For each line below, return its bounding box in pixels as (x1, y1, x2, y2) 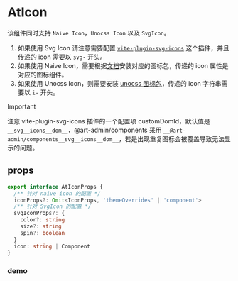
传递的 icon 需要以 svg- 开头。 (17, 53, 107, 61)
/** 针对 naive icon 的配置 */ (13, 189, 101, 197)
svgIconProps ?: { (13, 210, 65, 217)
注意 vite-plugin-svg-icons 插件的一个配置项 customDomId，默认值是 (7, 116, 211, 125)
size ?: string (20, 223, 62, 230)
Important (7, 102, 36, 111)
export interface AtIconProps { (7, 183, 103, 190)
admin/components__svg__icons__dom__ (7, 136, 119, 143)
